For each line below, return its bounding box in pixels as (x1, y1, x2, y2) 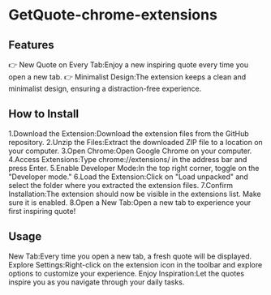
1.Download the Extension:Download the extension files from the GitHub (8, 128, 249, 139)
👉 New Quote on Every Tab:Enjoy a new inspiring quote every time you (8, 60, 249, 70)
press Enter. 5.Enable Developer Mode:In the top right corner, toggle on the (8, 163, 260, 173)
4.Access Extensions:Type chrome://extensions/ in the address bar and (8, 154, 247, 164)
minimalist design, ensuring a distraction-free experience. (8, 83, 202, 93)
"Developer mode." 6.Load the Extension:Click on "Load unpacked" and (8, 172, 249, 182)
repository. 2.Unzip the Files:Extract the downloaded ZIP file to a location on (8, 137, 264, 147)
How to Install (8, 107, 80, 121)
